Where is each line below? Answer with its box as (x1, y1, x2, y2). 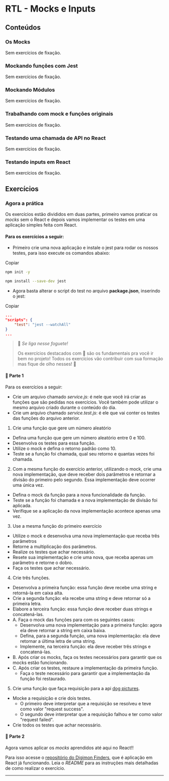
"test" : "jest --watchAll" (14, 322, 71, 327)
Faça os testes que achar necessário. (12, 565, 91, 571)
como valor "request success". (20, 706, 84, 712)
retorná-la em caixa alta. (12, 590, 64, 596)
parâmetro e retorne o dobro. (12, 560, 73, 566)
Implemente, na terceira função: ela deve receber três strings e (20, 643, 151, 649)
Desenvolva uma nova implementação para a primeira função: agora (20, 622, 162, 628)
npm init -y (5, 269, 30, 275)
